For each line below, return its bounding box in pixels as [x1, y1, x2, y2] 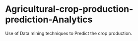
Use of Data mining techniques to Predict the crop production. [5, 30, 133, 36]
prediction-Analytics [5, 14, 93, 25]
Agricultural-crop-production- [5, 3, 134, 15]
